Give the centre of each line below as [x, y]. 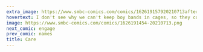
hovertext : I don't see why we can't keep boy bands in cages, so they [98, 17]
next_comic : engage [31, 28]
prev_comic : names [29, 34]
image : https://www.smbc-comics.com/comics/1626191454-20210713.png [94, 23]
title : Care [21, 39]
